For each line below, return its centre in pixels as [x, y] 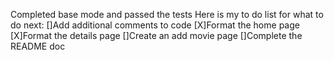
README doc [38, 46]
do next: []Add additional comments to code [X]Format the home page [155, 25]
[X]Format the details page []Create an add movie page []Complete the [156, 35]
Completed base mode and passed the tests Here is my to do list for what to [167, 14]
